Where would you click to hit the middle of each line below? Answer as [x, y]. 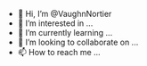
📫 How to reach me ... [59, 52]
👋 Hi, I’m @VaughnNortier [65, 14]
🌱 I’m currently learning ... [65, 33]
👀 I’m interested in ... [55, 23]
